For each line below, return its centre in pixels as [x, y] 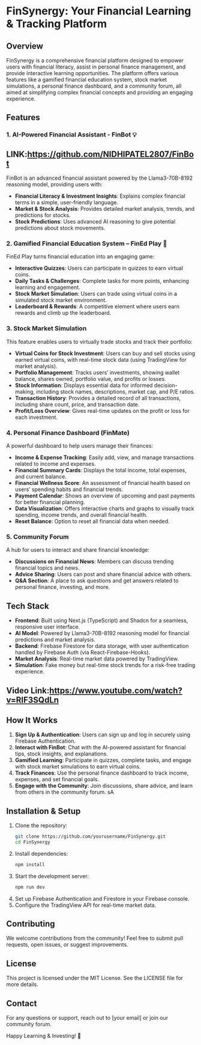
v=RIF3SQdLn [32, 700]
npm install [30, 864]
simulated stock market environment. [61, 300]
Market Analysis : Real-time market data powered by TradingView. [97, 659]
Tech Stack [28, 606]
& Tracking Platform [57, 24]
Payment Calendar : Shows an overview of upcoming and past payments [105, 496]
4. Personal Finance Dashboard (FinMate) [68, 433]
